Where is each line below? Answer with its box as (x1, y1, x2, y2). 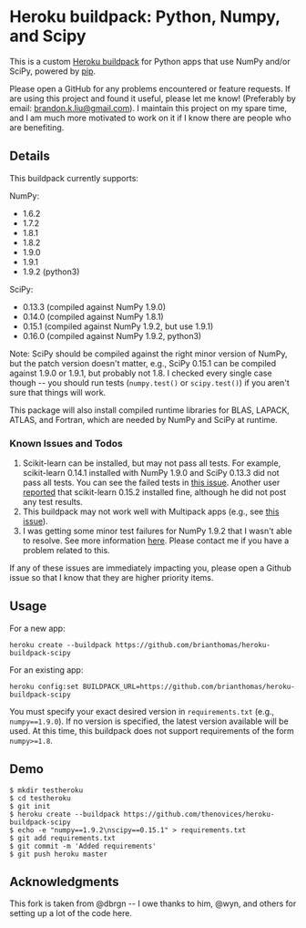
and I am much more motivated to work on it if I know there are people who (9, 112, 291, 123)
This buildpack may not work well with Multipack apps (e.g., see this (22, 506, 280, 517)
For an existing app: (9, 664, 84, 675)
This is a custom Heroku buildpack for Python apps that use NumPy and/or (9, 56, 291, 67)
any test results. (22, 497, 84, 508)
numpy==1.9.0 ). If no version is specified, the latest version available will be (9, 716, 289, 727)
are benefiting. (9, 121, 65, 133)
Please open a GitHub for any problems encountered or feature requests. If (9, 83, 291, 94)
